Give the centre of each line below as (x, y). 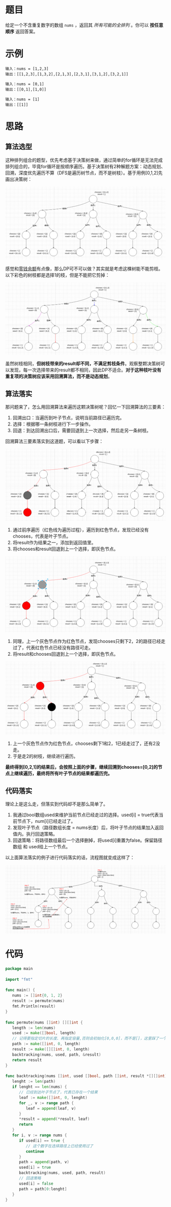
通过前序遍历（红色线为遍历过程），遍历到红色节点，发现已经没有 (81, 530)
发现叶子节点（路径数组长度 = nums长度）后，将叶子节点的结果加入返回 (88, 827)
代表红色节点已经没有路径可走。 (60, 648)
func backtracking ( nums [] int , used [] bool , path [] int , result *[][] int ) (86, 1076)
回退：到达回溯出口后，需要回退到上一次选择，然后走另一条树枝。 (82, 431)
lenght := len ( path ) (34, 1082)
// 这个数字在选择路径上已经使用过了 (60, 1146)
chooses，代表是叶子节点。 (42, 536)
